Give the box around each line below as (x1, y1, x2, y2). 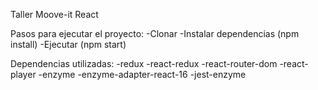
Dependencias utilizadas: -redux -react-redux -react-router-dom (10, 58, 278, 69)
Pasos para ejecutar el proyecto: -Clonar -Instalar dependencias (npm (10, 28, 300, 39)
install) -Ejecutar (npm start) (10, 39, 127, 50)
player (10, 69, 37, 80)
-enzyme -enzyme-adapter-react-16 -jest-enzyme (38, 69, 247, 80)
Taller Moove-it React (10, 9, 99, 20)
